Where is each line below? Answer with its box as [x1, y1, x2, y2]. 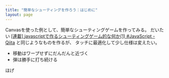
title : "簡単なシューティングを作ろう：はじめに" [5, 7, 98, 13]
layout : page [5, 12, 33, 17]
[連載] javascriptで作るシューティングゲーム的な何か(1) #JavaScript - [11, 33, 155, 39]
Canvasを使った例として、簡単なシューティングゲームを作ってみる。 [5, 26, 150, 33]
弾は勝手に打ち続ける [12, 56, 58, 62]
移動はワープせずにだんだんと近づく [12, 50, 89, 56]
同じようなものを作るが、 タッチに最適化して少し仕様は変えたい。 [20, 39, 160, 46]
